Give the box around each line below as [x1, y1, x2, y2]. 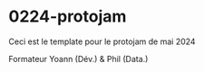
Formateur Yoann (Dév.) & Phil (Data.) [8, 53, 149, 64]
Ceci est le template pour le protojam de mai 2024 [8, 36, 196, 47]
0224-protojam [8, 6, 127, 27]
